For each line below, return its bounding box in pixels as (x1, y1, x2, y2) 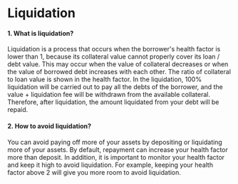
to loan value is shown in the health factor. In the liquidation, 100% (7, 75, 202, 83)
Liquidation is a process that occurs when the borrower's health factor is (7, 45, 221, 53)
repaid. (7, 106, 29, 114)
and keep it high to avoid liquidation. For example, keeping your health (7, 160, 214, 169)
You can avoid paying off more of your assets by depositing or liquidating (7, 138, 222, 146)
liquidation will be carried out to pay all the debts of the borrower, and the (7, 83, 223, 91)
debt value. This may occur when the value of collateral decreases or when (7, 60, 229, 68)
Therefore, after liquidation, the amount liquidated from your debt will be (7, 98, 219, 106)
